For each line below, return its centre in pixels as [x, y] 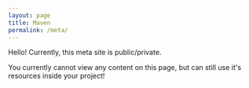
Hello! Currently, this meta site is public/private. [85, 53]
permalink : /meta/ [38, 30]
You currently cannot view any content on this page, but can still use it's [125, 68]
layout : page [29, 15]
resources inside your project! [57, 76]
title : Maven [29, 23]
